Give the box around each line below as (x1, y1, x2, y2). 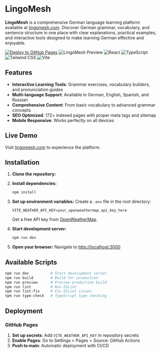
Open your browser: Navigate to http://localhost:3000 (12, 244, 121, 250)
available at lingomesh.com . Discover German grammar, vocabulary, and (5, 24, 150, 30)
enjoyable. (5, 40, 26, 46)
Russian (12, 97, 28, 103)
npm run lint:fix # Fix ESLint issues (5, 289, 92, 294)
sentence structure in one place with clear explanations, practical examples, (5, 30, 157, 35)
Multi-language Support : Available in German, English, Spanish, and (12, 92, 149, 97)
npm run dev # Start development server (5, 271, 107, 276)
